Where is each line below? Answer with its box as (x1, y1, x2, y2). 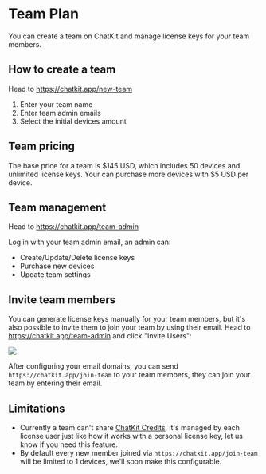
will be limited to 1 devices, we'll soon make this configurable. (19, 456, 222, 466)
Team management (8, 200, 107, 214)
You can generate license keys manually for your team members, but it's (8, 314, 246, 324)
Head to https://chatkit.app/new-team (8, 84, 133, 93)
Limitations (8, 401, 65, 415)
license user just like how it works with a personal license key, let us (19, 432, 243, 440)
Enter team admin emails (19, 108, 101, 117)
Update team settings (19, 270, 91, 279)
